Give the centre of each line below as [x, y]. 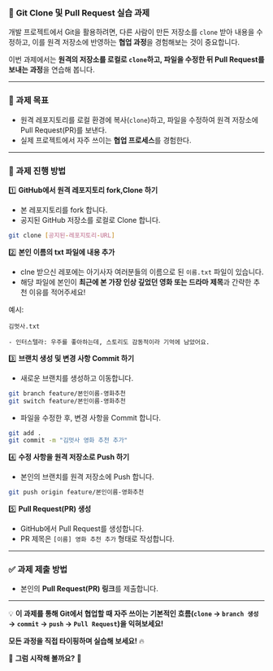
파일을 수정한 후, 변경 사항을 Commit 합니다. [90, 417]
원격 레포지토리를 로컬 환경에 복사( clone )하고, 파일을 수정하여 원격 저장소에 [139, 120]
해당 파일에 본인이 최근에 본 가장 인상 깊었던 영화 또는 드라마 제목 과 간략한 [136, 281]
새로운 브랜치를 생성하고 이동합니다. [77, 378]
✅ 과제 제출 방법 [38, 569]
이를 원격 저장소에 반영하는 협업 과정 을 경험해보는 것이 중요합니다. [136, 42]
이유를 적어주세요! [57, 292]
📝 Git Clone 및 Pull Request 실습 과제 [79, 12]
